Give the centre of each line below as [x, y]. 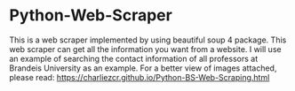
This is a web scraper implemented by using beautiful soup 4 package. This [148, 40]
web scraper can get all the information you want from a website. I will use [145, 49]
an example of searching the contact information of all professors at [134, 58]
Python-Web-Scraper [91, 15]
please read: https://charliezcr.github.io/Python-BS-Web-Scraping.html [140, 77]
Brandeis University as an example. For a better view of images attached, [143, 68]
